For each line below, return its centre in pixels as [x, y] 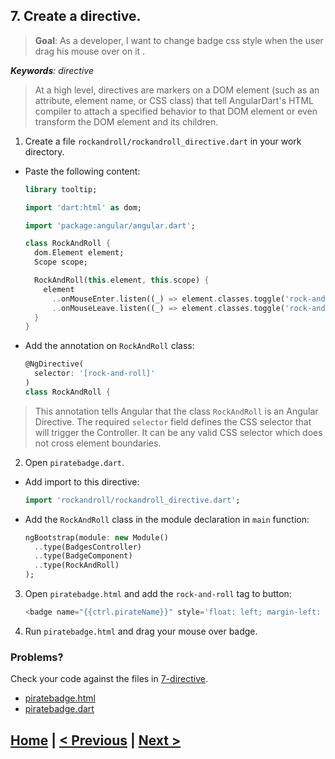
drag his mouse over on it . [90, 51]
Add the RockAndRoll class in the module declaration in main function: [167, 519]
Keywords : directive [52, 70]
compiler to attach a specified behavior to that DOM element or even [176, 111]
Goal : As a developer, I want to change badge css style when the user [179, 40]
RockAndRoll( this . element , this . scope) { [122, 280]
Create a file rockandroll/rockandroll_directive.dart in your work [163, 141]
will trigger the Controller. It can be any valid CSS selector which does [178, 432]
